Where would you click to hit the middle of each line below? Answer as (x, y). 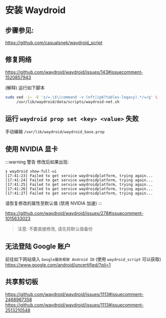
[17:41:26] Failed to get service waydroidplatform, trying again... (79, 189)
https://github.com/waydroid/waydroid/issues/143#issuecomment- (74, 72)
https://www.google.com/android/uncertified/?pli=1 (58, 265)
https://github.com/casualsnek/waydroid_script (54, 43)
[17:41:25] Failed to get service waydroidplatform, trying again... (79, 185)
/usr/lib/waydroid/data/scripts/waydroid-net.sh (68, 102)
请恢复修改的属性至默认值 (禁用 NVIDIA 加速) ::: (54, 203)
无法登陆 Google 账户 (38, 246)
